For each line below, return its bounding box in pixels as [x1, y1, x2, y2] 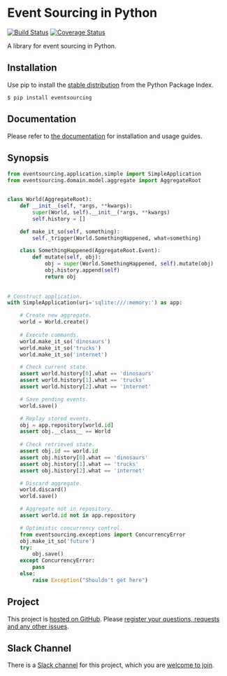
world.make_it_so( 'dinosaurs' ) [20, 338, 111, 345]
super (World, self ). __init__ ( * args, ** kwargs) [32, 209, 170, 216]
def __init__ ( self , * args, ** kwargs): [20, 202, 133, 209]
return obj [44, 273, 77, 280]
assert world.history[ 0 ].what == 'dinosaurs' [20, 370, 155, 378]
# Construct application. [7, 293, 82, 300]
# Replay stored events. [20, 415, 92, 422]
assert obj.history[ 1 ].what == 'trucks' [20, 460, 139, 467]
